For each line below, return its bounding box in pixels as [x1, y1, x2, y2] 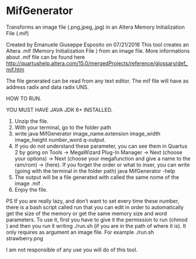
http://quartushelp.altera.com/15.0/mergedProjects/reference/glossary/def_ [6, 60, 188, 67]
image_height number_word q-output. [14, 136, 106, 143]
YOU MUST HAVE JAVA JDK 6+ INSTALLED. [6, 106, 113, 113]
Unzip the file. [14, 117, 49, 124]
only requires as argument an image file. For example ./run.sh [6, 229, 154, 236]
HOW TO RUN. [6, 95, 42, 102]
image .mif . [14, 180, 43, 187]
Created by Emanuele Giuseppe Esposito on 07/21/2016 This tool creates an [6, 41, 189, 48]
